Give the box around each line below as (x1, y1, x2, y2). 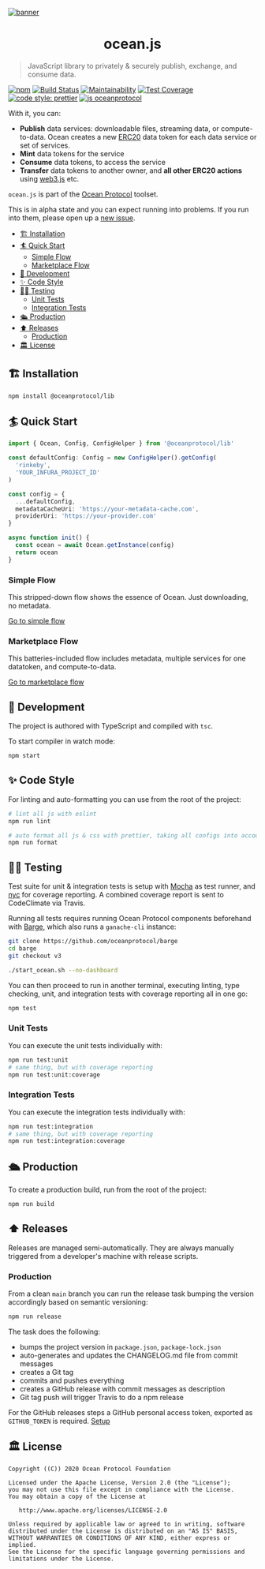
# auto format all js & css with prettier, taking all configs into (8, 831, 238, 840)
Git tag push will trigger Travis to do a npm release (19, 1392, 184, 1402)
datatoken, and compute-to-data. (8, 662, 117, 672)
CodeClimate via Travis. (8, 898, 85, 908)
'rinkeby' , (15, 462, 51, 470)
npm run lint (8, 817, 51, 825)
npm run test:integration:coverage (8, 1137, 125, 1145)
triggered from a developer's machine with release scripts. (8, 1251, 199, 1260)
